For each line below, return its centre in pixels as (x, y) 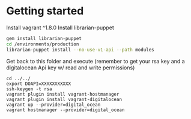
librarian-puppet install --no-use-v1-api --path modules (80, 50)
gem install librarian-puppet (44, 38)
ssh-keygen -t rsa (29, 89)
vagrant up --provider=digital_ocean (53, 105)
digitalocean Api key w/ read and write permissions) (71, 68)
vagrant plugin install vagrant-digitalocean (64, 99)
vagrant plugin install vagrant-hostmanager (63, 94)
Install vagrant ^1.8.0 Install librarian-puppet (60, 28)
